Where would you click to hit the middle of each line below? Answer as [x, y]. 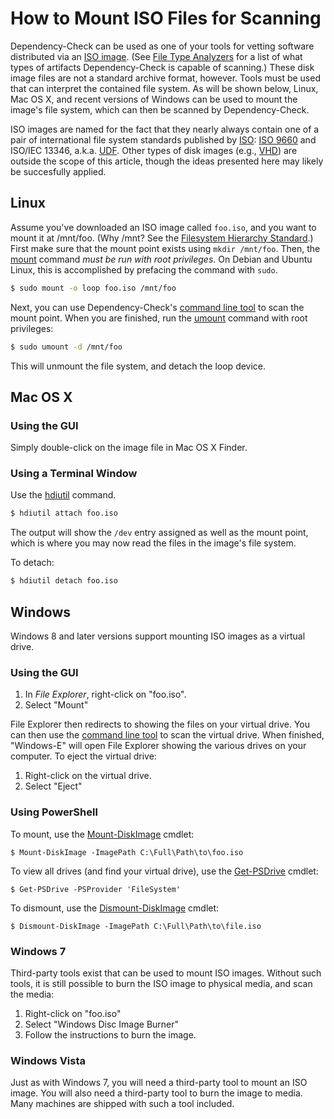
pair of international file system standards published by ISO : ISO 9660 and [163, 139]
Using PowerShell [54, 812]
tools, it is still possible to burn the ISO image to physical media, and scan [161, 983]
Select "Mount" [56, 705]
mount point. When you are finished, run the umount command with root [159, 318]
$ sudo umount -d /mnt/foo [66, 347]
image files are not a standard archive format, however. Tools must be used [165, 78]
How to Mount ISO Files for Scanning [166, 18]
